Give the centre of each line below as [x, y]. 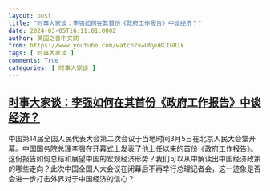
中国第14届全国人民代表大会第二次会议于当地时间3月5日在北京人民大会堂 [129, 138]
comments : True [34, 61]
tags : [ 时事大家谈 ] [41, 53]
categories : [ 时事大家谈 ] [52, 68]
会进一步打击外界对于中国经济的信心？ [71, 178]
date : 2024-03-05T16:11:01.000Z [62, 30]
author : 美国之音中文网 [44, 38]
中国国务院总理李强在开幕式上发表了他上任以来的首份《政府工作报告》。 [140, 148]
